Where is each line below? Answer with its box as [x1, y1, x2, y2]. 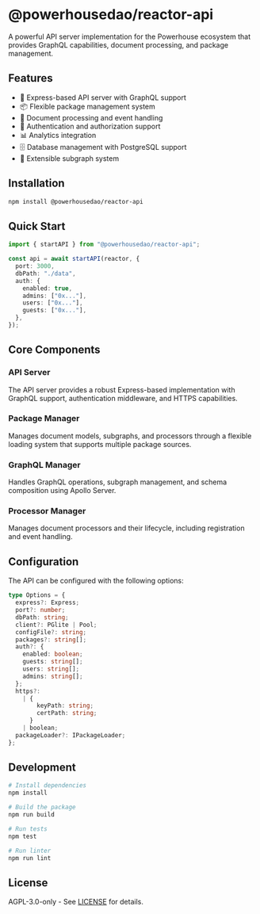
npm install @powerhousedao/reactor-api [8, 197, 144, 205]
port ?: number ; [15, 606, 66, 614]
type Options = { [8, 591, 66, 599]
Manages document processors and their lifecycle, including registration [8, 523, 245, 533]
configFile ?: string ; [15, 628, 87, 636]
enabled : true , [22, 284, 73, 293]
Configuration [8, 555, 79, 568]
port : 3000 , [15, 262, 55, 270]
